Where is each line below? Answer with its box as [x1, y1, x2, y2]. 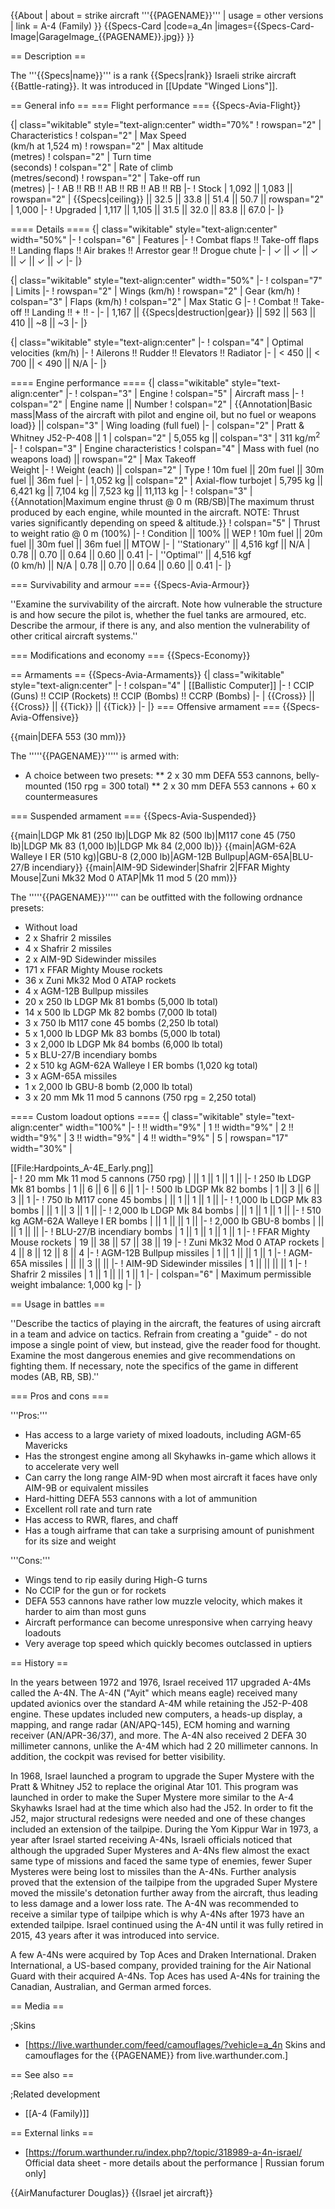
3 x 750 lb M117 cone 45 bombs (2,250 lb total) [24, 1016, 219, 1029]
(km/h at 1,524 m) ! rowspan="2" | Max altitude [10, 140, 204, 152]
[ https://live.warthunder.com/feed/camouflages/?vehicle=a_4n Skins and [24, 2038, 326, 2050]
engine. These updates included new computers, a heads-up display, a [10, 1708, 303, 1720]
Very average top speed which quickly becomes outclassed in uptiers [24, 1637, 313, 1649]
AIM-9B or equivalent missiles [24, 1481, 149, 1494]
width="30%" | [10, 1142, 73, 1154]
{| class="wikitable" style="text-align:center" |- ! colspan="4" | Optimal [10, 336, 304, 348]
